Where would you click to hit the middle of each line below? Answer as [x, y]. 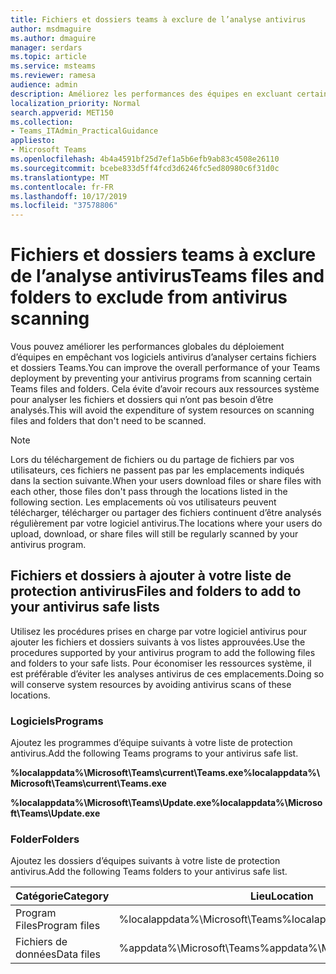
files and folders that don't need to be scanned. [108, 421]
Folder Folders [45, 839]
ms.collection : [42, 122]
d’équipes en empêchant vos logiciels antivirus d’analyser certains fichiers [163, 357]
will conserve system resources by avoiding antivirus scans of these [151, 684]
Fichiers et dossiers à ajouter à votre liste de [151, 576]
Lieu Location [282, 896]
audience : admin [44, 85]
